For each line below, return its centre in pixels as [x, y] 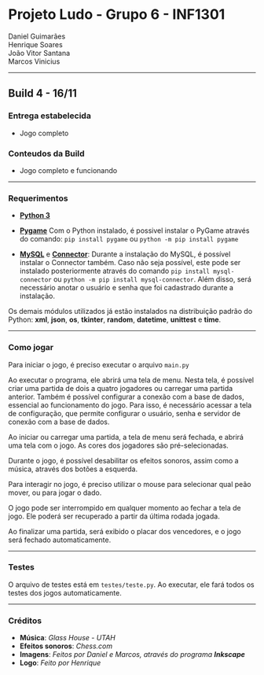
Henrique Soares [35, 44]
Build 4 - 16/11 [42, 93]
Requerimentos [38, 198]
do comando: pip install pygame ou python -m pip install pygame [129, 239]
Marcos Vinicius [34, 61]
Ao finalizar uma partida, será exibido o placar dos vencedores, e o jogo [125, 531]
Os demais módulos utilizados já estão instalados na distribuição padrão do [130, 312]
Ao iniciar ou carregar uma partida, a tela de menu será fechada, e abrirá [126, 437]
